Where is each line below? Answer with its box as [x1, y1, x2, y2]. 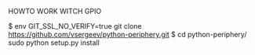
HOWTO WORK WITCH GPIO [8, 7, 102, 15]
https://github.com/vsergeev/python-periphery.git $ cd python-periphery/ [8, 30, 247, 39]
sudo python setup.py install [8, 38, 100, 47]
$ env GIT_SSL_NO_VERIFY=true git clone [8, 22, 142, 30]
